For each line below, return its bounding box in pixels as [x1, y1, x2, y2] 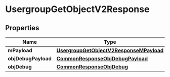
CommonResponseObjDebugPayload [56, 55, 148, 62]
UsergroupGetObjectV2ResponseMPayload [56, 47, 164, 54]
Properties [5, 24, 39, 32]
